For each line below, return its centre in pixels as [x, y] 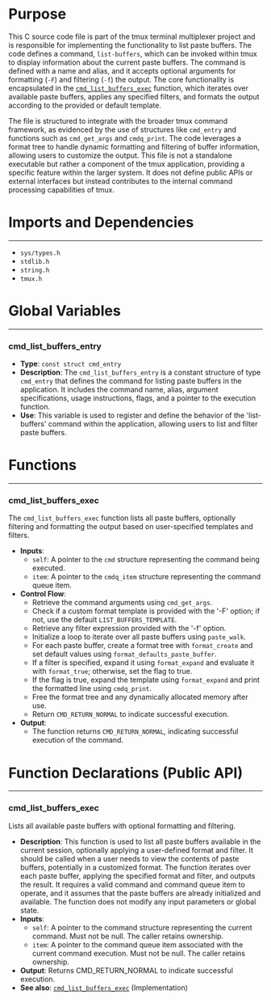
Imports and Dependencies [101, 222]
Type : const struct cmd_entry [71, 364]
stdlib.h [35, 261]
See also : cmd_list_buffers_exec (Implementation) [104, 987]
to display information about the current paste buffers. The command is [127, 62]
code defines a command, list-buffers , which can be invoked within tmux [133, 53]
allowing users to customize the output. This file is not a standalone [120, 155]
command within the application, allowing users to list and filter [153, 424]
